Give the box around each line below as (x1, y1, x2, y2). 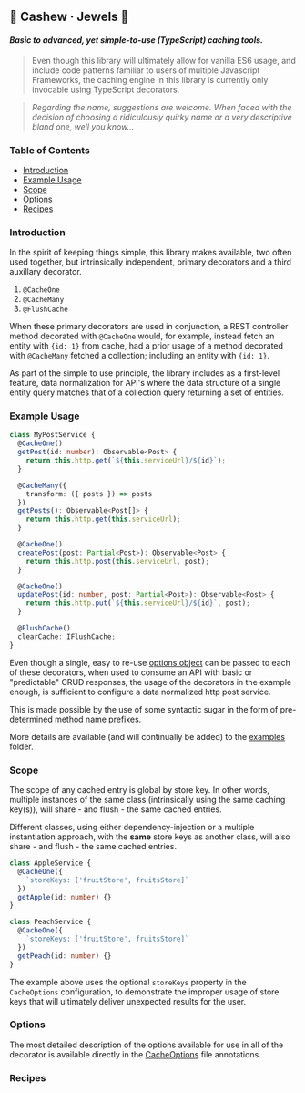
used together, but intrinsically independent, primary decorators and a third (9, 256, 292, 267)
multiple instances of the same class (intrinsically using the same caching (9, 795, 286, 806)
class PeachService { (9, 918, 92, 927)
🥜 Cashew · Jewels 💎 (9, 9, 129, 25)
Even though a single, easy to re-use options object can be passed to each (9, 657, 291, 668)
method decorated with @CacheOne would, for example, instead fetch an (9, 330, 275, 342)
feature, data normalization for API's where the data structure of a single (9, 378, 281, 389)
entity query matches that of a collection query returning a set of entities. (9, 387, 284, 398)
